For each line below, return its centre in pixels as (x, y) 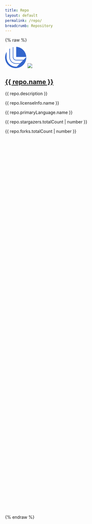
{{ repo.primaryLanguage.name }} (39, 112)
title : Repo (17, 10)
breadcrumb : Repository (29, 26)
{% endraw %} (20, 517)
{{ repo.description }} (26, 94)
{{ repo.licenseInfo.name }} (32, 103)
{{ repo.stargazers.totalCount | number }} (46, 122)
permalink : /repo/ (23, 20)
